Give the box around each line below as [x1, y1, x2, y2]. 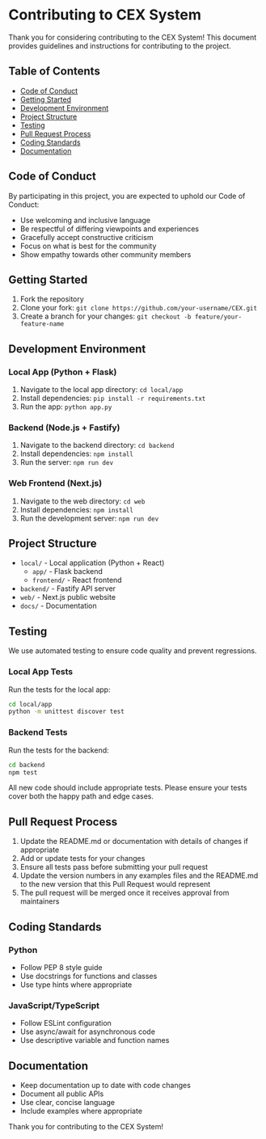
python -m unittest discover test [8, 707, 125, 716]
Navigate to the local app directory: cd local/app [19, 385, 184, 394]
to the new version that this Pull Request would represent [19, 880, 211, 889]
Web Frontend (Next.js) [8, 478, 103, 489]
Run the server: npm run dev [19, 458, 114, 467]
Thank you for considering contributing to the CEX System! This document [8, 32, 257, 42]
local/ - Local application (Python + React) [19, 558, 165, 567]
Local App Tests [8, 666, 74, 677]
